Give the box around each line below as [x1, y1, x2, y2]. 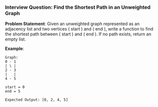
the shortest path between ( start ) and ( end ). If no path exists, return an [5, 31, 152, 37]
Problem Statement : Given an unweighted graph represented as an [5, 21, 140, 27]
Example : [5, 46, 24, 52]
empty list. [5, 36, 26, 42]
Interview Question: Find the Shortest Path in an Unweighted [5, 4, 151, 11]
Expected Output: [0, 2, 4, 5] [5, 97, 68, 103]
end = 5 [5, 89, 21, 94]
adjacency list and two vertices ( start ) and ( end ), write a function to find [5, 26, 154, 32]
